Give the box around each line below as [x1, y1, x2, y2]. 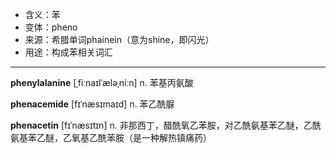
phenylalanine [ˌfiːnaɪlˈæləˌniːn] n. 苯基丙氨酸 [10, 77, 194, 88]
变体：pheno [24, 21, 78, 33]
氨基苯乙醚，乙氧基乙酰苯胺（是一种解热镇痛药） [10, 132, 212, 143]
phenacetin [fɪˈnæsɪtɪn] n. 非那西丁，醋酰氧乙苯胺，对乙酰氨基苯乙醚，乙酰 [10, 119, 322, 131]
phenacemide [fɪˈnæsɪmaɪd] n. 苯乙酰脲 [10, 98, 175, 110]
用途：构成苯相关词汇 [24, 46, 113, 58]
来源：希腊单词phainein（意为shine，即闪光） [24, 34, 215, 45]
